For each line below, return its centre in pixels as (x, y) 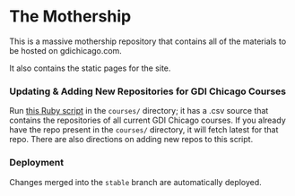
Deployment (37, 163)
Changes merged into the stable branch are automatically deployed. (135, 182)
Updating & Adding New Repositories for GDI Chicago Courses (148, 91)
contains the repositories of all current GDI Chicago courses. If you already (147, 120)
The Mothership (70, 17)
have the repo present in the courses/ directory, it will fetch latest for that (144, 130)
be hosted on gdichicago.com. (66, 50)
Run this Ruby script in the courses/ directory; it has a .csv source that (139, 111)
